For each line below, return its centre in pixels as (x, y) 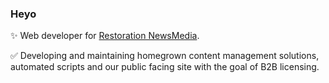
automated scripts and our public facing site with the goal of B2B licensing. (165, 67)
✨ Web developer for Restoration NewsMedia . (105, 36)
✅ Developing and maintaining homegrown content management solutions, (165, 56)
